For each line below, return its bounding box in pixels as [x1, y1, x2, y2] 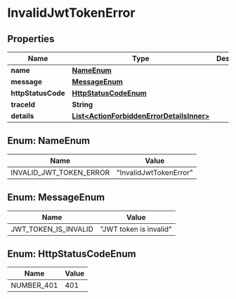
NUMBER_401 [11, 281, 58, 291]
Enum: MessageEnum [7, 192, 105, 204]
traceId [11, 100, 35, 109]
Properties [7, 33, 55, 45]
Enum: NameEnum [7, 135, 90, 147]
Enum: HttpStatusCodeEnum [7, 248, 136, 260]
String [72, 100, 93, 109]
